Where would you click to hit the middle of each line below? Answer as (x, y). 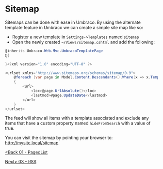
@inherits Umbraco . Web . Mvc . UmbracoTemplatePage (54, 51)
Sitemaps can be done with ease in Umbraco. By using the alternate (73, 22)
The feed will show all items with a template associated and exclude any (77, 118)
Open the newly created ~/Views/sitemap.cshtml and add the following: (83, 42)
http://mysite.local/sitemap (32, 143)
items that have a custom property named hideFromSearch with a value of (78, 123)
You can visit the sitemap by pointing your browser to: (59, 138)
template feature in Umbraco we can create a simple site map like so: (74, 27)
